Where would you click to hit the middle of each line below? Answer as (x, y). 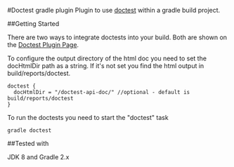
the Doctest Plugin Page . (43, 45)
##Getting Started (33, 24)
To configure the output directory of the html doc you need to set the (107, 58)
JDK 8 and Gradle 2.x (38, 157)
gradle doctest (30, 131)
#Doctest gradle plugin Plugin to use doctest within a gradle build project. (114, 10)
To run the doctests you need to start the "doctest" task (88, 118)
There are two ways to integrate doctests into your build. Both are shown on (117, 37)
